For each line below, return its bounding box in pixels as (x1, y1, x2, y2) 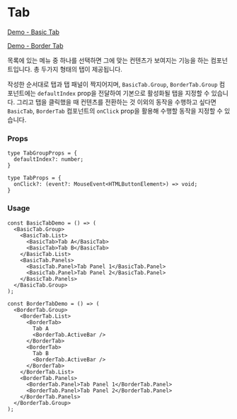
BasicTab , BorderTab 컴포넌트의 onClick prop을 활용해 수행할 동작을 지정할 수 (7, 106, 223, 115)
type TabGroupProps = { (7, 150, 78, 157)
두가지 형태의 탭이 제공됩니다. (41, 65, 122, 73)
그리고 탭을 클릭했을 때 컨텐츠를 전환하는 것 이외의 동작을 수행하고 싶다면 (16, 97, 217, 106)
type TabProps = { (7, 174, 62, 181)
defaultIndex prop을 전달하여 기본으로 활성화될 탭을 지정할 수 (37, 89, 210, 97)
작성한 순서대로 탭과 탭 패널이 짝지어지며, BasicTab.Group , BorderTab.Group (7, 79, 218, 89)
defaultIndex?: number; (13, 156, 83, 163)
